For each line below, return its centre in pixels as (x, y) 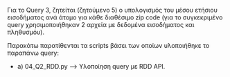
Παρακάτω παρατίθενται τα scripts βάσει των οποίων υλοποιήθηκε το (108, 45)
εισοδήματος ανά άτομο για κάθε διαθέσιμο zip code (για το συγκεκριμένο (115, 17)
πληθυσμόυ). (26, 32)
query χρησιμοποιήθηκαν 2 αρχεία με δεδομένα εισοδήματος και (101, 25)
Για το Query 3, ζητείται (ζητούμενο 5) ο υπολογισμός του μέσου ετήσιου (113, 10)
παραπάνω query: (33, 53)
